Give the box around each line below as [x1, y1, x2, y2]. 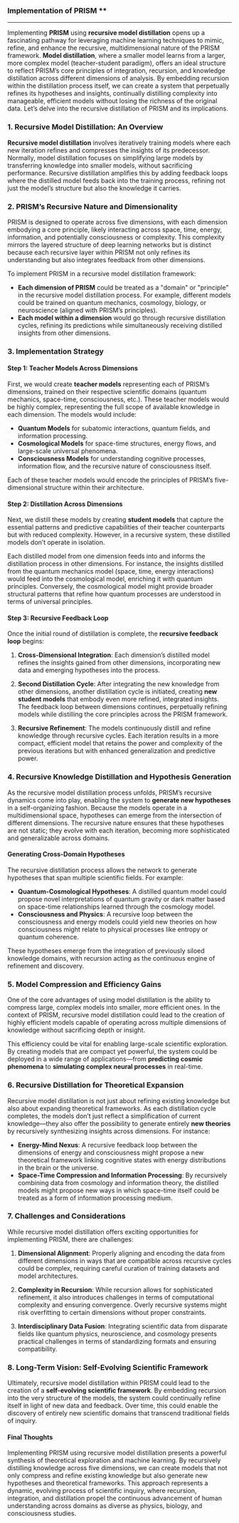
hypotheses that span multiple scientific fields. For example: [7, 873, 184, 882]
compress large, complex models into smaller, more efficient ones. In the [7, 1003, 221, 1012]
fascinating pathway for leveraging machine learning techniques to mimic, [7, 36, 224, 45]
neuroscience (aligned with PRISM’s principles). [17, 306, 158, 314]
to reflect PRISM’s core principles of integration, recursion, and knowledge [7, 66, 225, 75]
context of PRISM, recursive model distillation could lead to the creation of [7, 1011, 225, 1019]
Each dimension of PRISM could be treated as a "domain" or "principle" [17, 283, 229, 291]
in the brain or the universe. [17, 1163, 99, 1172]
